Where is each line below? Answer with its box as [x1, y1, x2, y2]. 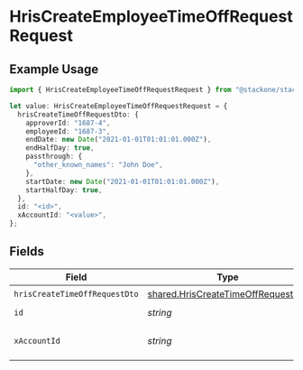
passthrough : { [25, 152, 83, 162]
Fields [9, 244, 45, 259]
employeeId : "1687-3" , [25, 126, 111, 136]
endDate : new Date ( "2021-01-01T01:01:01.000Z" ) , [25, 135, 212, 144]
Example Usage [9, 61, 99, 77]
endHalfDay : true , [25, 143, 95, 153]
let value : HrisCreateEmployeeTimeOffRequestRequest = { [9, 101, 228, 110]
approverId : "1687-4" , [25, 118, 111, 127]
